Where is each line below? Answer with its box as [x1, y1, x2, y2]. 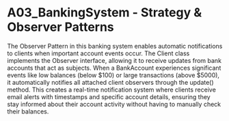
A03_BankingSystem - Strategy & [7, 5, 202, 21]
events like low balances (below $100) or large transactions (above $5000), [7, 70, 220, 79]
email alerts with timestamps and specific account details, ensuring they [7, 92, 211, 100]
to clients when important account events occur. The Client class [7, 49, 190, 57]
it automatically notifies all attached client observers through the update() [7, 78, 214, 86]
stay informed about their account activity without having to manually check [7, 100, 221, 108]
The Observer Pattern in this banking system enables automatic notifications [7, 42, 223, 50]
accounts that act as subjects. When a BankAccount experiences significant [7, 64, 221, 72]
